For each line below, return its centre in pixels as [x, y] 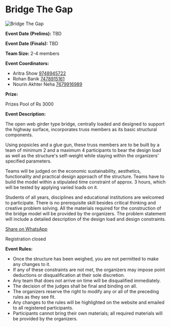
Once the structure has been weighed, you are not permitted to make [85, 259]
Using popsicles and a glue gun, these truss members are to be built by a [82, 145]
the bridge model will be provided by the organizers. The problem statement [86, 213]
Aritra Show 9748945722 [39, 73]
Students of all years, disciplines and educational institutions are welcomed [85, 197]
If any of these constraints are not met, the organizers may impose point [89, 270]
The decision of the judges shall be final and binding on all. [75, 286]
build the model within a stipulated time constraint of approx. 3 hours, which [85, 182]
